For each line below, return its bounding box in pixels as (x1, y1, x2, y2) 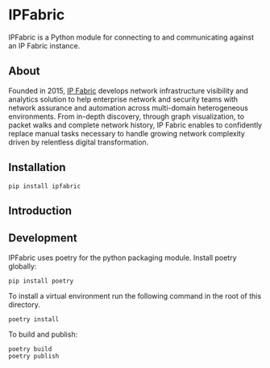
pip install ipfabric (8, 182, 81, 190)
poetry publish (8, 352, 60, 360)
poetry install (8, 315, 60, 324)
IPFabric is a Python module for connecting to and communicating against (8, 32, 254, 42)
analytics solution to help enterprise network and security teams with (8, 94, 239, 104)
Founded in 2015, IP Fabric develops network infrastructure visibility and (8, 86, 248, 95)
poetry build (8, 345, 52, 353)
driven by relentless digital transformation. (8, 137, 149, 147)
